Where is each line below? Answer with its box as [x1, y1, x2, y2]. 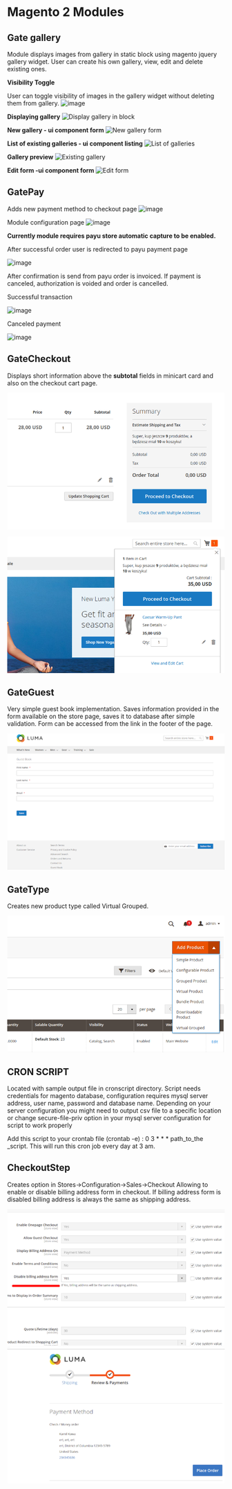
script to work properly [7, 1121, 72, 1130]
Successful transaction [7, 293, 72, 301]
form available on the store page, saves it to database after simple [7, 712, 195, 721]
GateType [7, 883, 50, 895]
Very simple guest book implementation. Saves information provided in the [7, 705, 220, 713]
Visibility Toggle [7, 78, 55, 87]
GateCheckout [7, 353, 71, 365]
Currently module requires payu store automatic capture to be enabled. [7, 232, 216, 240]
